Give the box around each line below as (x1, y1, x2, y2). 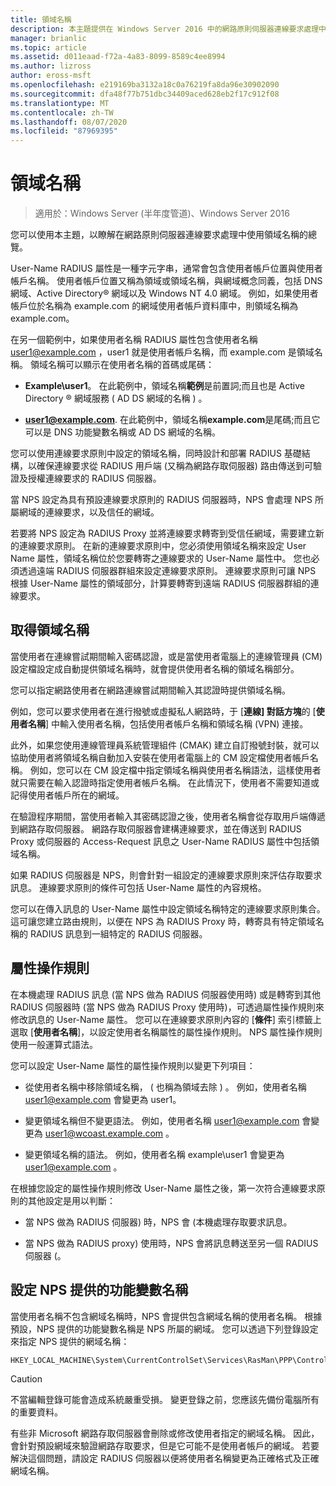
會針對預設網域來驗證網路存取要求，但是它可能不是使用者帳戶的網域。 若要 (10, 1439, 320, 1451)
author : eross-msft (10, 71, 92, 81)
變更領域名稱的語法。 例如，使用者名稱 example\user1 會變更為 (24, 1148, 285, 1160)
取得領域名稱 (10, 622, 90, 639)
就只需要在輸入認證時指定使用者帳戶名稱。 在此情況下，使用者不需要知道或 (10, 776, 320, 788)
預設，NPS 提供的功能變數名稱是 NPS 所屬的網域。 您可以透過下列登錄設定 (10, 1322, 319, 1335)
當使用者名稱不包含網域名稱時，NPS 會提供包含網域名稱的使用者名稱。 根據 (10, 1310, 323, 1322)
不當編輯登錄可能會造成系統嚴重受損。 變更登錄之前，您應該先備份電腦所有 (10, 1393, 320, 1405)
